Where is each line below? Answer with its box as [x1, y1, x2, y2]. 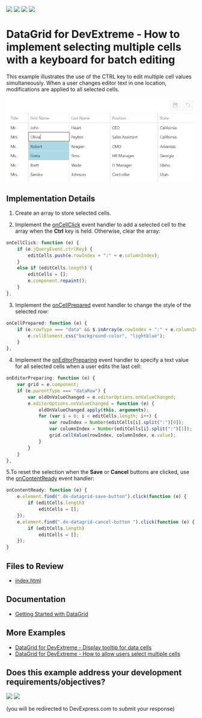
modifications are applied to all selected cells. [6, 85, 120, 93]
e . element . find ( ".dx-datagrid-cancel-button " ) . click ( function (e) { [17, 519, 195, 525]
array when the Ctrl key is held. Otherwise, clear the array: [14, 227, 161, 235]
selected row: [14, 307, 49, 315]
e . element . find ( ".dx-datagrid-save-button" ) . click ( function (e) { [17, 494, 187, 500]
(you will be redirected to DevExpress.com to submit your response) [6, 705, 175, 713]
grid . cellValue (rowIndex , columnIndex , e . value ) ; [49, 432, 176, 438]
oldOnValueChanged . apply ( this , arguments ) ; [38, 407, 149, 413]
